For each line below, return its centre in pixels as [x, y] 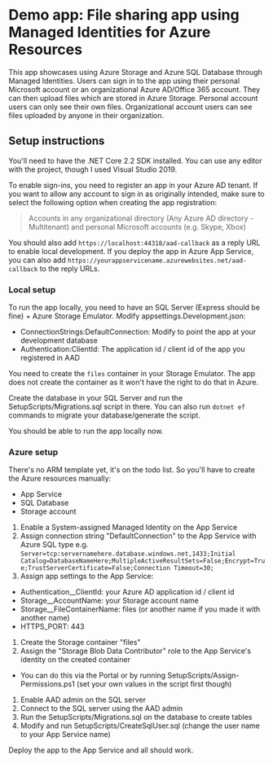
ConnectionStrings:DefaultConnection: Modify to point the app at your [138, 332]
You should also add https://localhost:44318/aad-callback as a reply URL [134, 243]
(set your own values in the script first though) [154, 684]
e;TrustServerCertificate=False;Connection [95, 568]
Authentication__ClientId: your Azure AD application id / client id [127, 592]
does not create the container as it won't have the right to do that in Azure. [134, 382]
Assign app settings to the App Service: [87, 577]
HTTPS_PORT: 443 [52, 627]
